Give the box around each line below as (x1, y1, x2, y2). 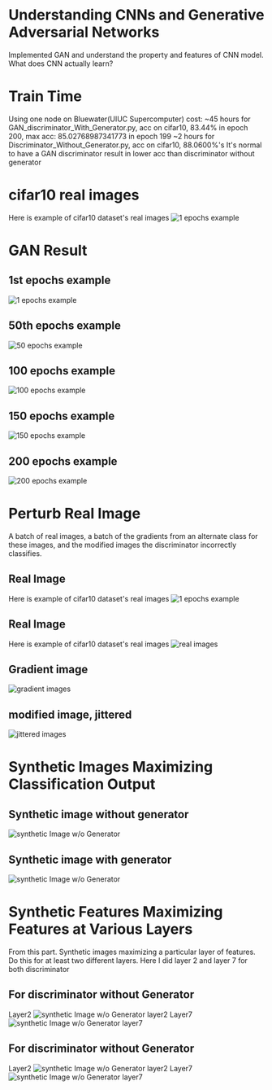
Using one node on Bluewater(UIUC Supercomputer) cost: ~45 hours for (8, 114, 251, 124)
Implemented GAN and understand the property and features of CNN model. (8, 50, 264, 59)
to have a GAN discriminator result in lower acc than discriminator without (8, 148, 255, 158)
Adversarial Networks (8, 23, 160, 42)
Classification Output (8, 775, 156, 794)
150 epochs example (8, 409, 115, 422)
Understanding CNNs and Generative (8, 6, 265, 24)
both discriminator (8, 965, 70, 974)
